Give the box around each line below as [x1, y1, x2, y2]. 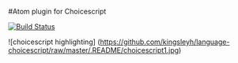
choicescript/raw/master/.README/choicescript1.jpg [8, 46, 179, 54]
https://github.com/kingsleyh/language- [100, 37, 230, 46]
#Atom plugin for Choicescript [8, 7, 107, 16]
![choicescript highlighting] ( [8, 37, 100, 46]
